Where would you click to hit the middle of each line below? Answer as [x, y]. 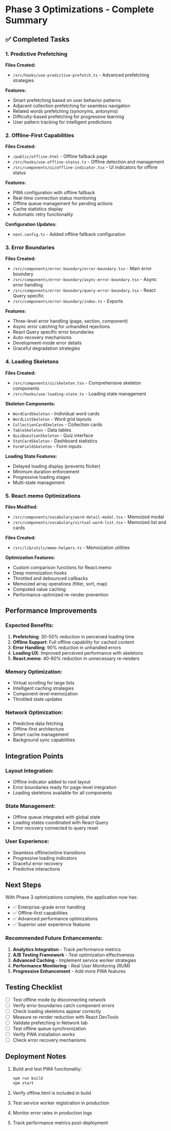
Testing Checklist [34, 987]
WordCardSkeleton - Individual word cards [56, 413]
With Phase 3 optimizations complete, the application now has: [72, 897]
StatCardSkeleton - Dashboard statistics [55, 441]
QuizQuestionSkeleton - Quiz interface [53, 435]
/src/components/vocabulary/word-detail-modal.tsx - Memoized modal [88, 517]
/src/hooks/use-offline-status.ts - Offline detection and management [88, 162]
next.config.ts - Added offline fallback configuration [69, 234]
